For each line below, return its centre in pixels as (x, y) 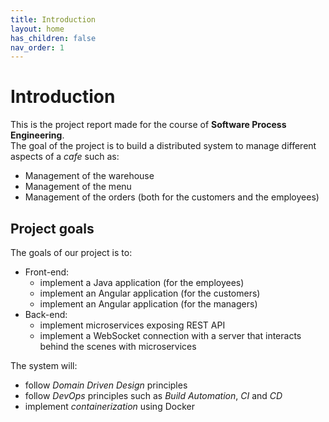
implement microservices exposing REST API (132, 325)
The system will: (44, 365)
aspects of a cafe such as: (65, 157)
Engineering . (37, 135)
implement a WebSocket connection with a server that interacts (170, 335)
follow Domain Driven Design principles (106, 385)
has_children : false (53, 38)
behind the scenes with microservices (118, 346)
